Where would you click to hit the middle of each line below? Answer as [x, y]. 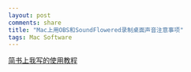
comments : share [35, 23]
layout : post [30, 15]
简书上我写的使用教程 [43, 60]
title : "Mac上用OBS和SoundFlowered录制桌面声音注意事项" [96, 30]
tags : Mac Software [40, 37]
